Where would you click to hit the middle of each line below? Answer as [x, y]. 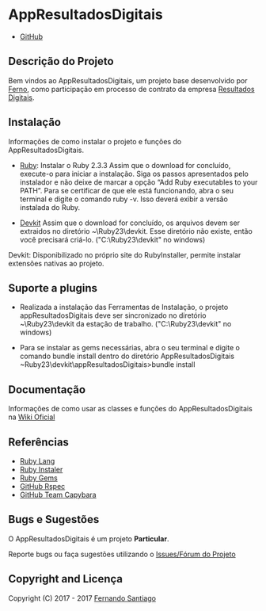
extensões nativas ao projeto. [56, 263]
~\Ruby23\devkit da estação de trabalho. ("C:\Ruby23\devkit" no [125, 324]
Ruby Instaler [41, 470]
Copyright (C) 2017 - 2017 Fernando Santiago [82, 598]
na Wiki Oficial [32, 417]
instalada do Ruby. [50, 207]
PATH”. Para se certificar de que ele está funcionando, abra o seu [126, 190]
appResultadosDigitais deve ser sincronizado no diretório [113, 315]
